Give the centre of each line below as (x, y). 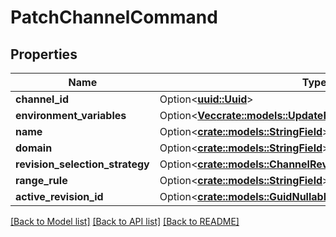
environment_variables (71, 115)
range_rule (41, 180)
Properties (44, 54)
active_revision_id (59, 196)
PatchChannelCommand (114, 17)
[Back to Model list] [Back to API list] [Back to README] (125, 221)
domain (34, 148)
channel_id (42, 99)
